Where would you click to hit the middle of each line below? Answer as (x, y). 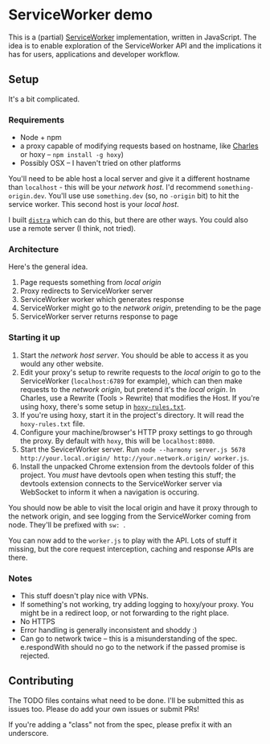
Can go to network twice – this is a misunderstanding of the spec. (129, 639)
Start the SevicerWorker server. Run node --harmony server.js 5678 (133, 449)
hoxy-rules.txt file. (53, 424)
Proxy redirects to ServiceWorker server (86, 291)
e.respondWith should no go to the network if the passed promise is (133, 647)
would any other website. (62, 363)
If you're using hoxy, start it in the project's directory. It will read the (132, 415)
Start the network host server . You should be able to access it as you (134, 355)
